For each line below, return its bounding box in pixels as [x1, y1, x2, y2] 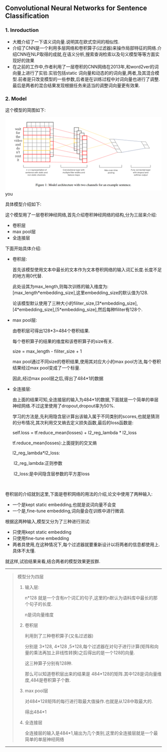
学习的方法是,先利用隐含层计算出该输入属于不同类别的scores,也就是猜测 [12, 413, 160, 419]
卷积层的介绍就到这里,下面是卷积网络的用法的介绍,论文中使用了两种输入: [5, 491, 153, 497]
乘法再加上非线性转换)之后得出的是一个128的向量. [33, 650, 135, 656]
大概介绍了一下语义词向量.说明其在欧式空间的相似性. [12, 38, 120, 44]
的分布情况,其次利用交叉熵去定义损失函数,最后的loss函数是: [12, 420, 134, 426]
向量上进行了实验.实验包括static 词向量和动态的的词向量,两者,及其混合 [12, 70, 155, 76]
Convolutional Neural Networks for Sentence [5, 4, 148, 12]
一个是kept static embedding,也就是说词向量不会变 [12, 502, 116, 508]
